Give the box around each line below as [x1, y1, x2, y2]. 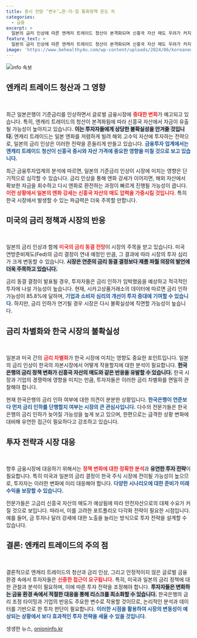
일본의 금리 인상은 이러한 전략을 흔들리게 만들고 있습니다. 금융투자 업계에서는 [13, 140, 189, 147]
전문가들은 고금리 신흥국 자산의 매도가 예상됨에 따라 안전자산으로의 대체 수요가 [6, 500, 185, 506]
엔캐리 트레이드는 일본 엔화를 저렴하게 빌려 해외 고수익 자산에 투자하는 [13, 133, 174, 140]
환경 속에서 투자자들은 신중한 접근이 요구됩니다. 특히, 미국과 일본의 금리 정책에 [6, 576, 184, 583]
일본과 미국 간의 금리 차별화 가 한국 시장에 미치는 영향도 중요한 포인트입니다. [6, 354, 178, 361]
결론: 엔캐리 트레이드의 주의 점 [6, 540, 108, 550]
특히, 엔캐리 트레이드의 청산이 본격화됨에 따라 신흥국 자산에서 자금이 [23, 118, 178, 125]
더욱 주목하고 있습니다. [6, 266, 58, 273]
